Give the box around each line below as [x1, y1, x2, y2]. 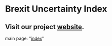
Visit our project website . [5, 23, 85, 31]
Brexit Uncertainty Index [5, 3, 108, 15]
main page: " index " [5, 35, 44, 41]
